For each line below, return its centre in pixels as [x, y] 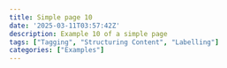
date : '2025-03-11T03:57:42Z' [65, 26]
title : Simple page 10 [51, 17]
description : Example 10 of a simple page [88, 34]
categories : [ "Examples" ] [57, 50]
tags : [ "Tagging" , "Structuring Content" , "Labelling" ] [114, 42]
